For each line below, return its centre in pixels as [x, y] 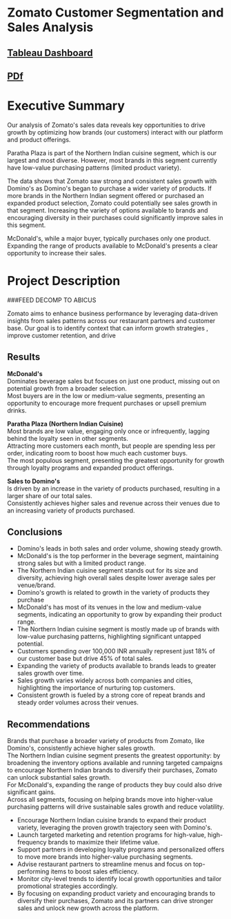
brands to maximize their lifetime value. [104, 842]
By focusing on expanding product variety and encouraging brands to [116, 893]
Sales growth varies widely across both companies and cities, [105, 680]
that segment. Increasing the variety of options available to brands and [108, 210]
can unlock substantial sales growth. [59, 778]
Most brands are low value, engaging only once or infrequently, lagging [109, 431]
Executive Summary [66, 106]
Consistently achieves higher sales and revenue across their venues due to [114, 503]
